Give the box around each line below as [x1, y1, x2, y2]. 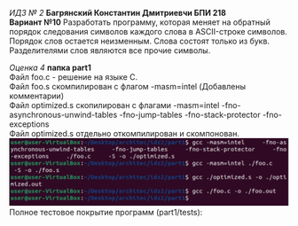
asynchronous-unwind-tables [9, 110, 118, 120]
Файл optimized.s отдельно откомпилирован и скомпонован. [9, 129, 239, 138]
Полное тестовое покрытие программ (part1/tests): [9, 207, 203, 218]
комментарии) [9, 90, 65, 101]
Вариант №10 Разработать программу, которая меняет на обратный [9, 17, 271, 27]
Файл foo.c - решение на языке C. [9, 72, 138, 82]
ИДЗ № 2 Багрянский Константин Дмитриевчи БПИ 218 [9, 8, 226, 18]
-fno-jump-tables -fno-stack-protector [119, 110, 261, 120]
